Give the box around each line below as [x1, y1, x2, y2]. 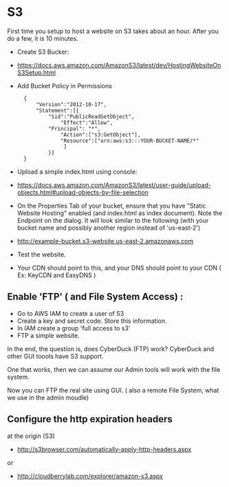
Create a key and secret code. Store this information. [17, 317, 167, 325]
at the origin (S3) [7, 432, 55, 440]
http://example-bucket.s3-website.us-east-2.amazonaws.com [17, 237, 194, 245]
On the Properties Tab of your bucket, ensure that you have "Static [17, 201, 206, 210]
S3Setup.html [17, 68, 56, 77]
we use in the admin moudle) [7, 393, 89, 401]
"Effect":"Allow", [61, 119, 113, 126]
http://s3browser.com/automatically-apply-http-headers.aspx [17, 445, 192, 453]
